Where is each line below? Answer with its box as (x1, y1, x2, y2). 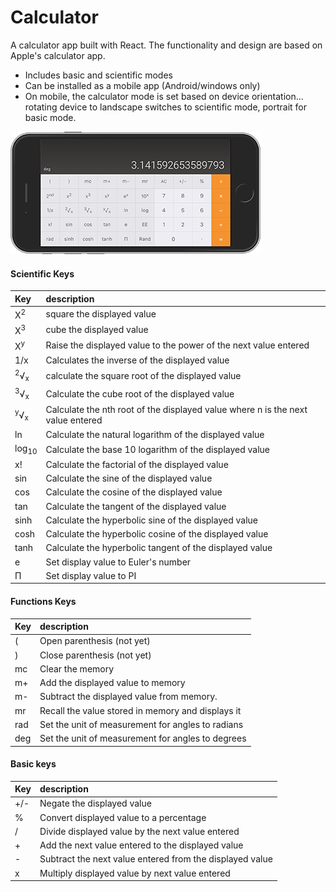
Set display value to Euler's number (45, 556, 192, 568)
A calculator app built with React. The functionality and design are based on (10, 39, 323, 51)
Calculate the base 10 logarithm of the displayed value (45, 443, 271, 455)
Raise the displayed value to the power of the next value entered (45, 339, 310, 351)
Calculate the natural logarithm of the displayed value (45, 428, 265, 440)
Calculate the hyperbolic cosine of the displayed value (45, 528, 269, 540)
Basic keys (10, 758, 57, 770)
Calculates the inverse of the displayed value (45, 354, 230, 366)
